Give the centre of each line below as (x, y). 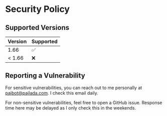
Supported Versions (37, 28)
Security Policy (38, 9)
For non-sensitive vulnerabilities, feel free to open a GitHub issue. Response (84, 103)
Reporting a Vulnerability (45, 76)
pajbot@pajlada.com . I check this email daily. (52, 93)
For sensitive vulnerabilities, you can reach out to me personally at (74, 88)
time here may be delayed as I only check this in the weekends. (71, 108)
